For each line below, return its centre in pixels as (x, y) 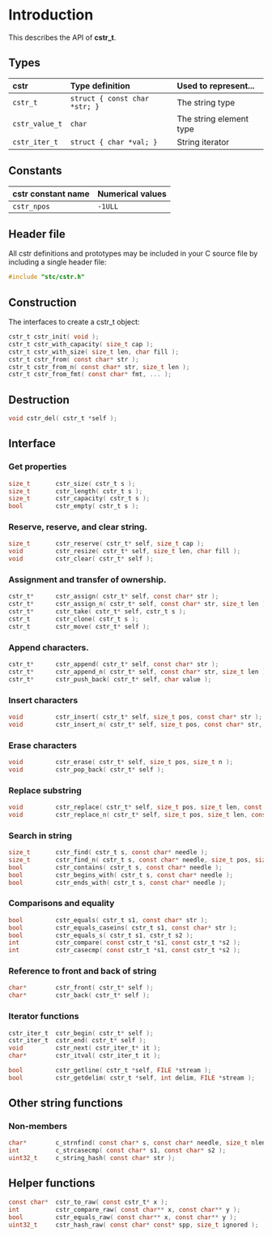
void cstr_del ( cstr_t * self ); (63, 419)
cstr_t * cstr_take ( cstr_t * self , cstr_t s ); (97, 612)
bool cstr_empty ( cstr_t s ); (74, 506)
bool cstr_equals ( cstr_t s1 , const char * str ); (108, 920)
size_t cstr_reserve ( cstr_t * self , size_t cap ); (106, 544)
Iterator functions (44, 1016)
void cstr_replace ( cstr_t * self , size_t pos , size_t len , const (136, 807)
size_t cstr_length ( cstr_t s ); (76, 491)
